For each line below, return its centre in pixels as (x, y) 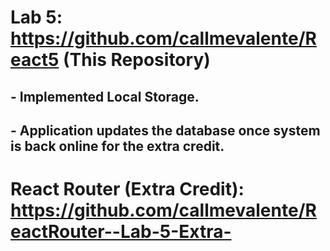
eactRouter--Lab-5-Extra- (121, 232)
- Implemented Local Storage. (105, 96)
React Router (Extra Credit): (127, 189)
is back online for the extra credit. (117, 146)
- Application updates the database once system (165, 130)
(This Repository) (136, 60)
